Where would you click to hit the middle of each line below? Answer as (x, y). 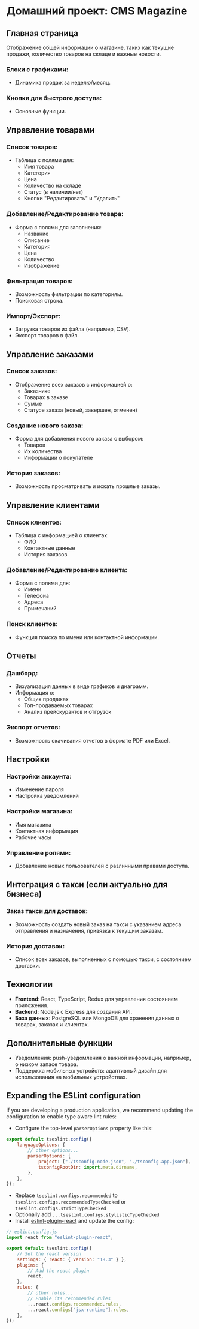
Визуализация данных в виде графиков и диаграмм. (82, 686)
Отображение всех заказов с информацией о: (74, 384)
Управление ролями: (39, 852)
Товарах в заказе (46, 397)
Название (36, 234)
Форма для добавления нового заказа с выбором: (79, 439)
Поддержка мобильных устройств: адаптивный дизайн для (91, 1070)
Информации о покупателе (58, 458)
